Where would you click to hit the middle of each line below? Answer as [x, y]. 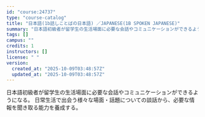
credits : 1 [20, 46]
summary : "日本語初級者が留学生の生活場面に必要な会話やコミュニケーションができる [99, 29]
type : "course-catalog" [37, 18]
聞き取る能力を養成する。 [49, 108]
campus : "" [20, 40]
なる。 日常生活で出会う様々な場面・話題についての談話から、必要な [103, 100]
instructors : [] [27, 52]
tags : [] [17, 35]
